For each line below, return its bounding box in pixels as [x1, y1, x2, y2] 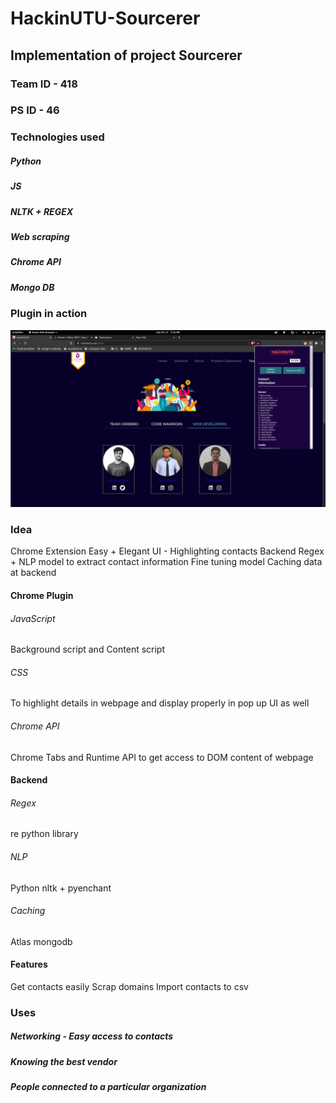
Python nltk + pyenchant [10, 882, 112, 894]
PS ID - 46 [10, 103, 60, 117]
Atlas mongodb [10, 935, 73, 947]
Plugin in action [10, 307, 88, 321]
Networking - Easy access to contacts [10, 1030, 174, 1042]
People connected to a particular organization [10, 1081, 207, 1093]
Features [10, 958, 48, 971]
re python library [10, 828, 79, 840]
